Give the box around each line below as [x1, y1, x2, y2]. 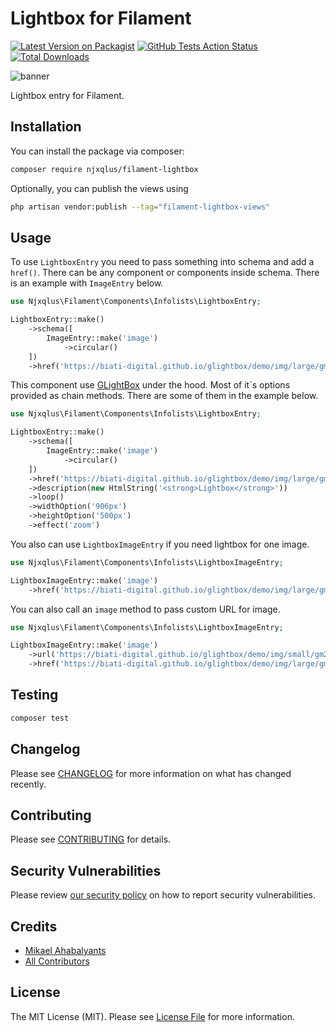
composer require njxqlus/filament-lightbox [10, 164, 199, 174]
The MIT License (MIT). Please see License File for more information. [10, 1010, 295, 1022]
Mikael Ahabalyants [24, 945, 107, 956]
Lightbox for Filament [10, 7, 192, 30]
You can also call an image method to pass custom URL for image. [10, 603, 281, 615]
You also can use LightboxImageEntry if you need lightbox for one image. [10, 538, 310, 550]
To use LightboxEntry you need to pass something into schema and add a [10, 256, 315, 268]
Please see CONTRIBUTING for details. [10, 833, 172, 846]
